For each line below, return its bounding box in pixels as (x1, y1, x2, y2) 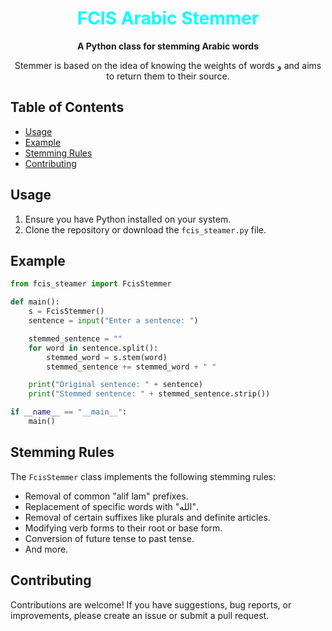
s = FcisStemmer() (28, 307, 105, 317)
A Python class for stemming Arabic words (76, 40, 259, 52)
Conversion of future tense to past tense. (24, 532, 195, 544)
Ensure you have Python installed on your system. (24, 213, 232, 225)
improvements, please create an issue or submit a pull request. (10, 609, 270, 621)
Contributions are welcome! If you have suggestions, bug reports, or (10, 598, 292, 611)
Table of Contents (10, 99, 125, 116)
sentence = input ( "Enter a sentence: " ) (28, 316, 199, 326)
